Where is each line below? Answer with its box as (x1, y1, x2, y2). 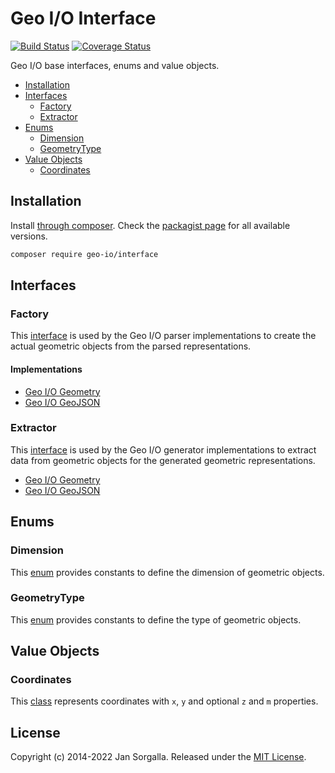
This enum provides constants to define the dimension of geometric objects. (10, 566, 325, 578)
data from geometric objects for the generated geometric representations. (10, 454, 316, 466)
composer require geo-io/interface (10, 249, 159, 259)
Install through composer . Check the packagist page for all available (10, 219, 291, 231)
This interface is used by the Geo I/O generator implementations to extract (10, 443, 317, 456)
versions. (10, 230, 48, 242)
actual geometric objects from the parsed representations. (10, 340, 252, 352)
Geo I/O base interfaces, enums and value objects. (10, 59, 220, 71)
